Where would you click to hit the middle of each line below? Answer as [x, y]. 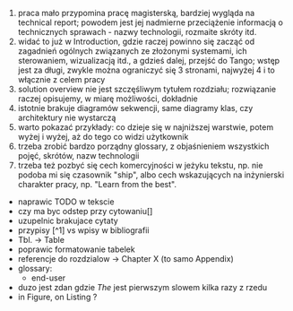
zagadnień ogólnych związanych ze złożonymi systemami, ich [133, 51]
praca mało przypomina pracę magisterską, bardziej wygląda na [136, 13]
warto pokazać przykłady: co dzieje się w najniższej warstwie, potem [146, 127]
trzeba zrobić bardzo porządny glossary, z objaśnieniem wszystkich [143, 146]
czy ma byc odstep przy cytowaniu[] [85, 211]
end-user [48, 278]
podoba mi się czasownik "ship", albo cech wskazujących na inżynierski [151, 175]
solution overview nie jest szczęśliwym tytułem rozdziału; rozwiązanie [146, 89]
